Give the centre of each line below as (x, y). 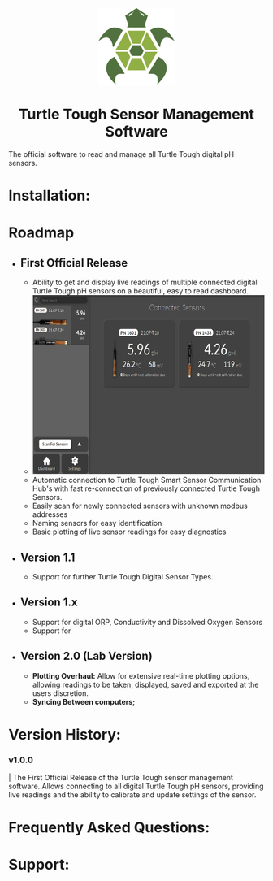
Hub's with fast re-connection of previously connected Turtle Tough (146, 488)
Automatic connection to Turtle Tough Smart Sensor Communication (147, 480)
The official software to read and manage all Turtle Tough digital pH (121, 154)
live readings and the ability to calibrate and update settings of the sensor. (132, 795)
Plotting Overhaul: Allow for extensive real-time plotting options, (141, 675)
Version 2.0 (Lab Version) (86, 656)
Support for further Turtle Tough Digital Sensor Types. (123, 576)
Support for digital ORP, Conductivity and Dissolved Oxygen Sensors (147, 622)
